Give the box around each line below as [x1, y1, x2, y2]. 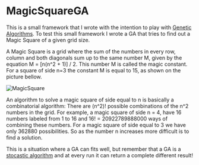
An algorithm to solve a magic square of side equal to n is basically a [6, 96, 174, 103]
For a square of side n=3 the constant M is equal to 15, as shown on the [6, 66, 181, 74]
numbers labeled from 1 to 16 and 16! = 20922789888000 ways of [6, 115, 168, 122]
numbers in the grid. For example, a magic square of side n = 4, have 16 [6, 109, 182, 116]
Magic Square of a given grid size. [6, 36, 90, 43]
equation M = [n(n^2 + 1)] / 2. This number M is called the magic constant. [6, 61, 188, 68]
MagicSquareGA [6, 4, 89, 18]
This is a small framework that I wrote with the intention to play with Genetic [6, 24, 192, 31]
